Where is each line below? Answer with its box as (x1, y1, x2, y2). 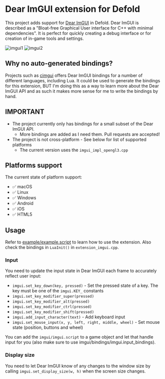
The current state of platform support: (5, 174, 82, 180)
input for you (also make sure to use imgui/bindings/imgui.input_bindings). (5, 339, 156, 345)
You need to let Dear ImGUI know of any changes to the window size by (5, 363, 151, 369)
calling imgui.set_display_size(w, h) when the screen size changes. (5, 368, 146, 374)
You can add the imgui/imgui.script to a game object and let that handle (5, 334, 154, 340)
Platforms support (5, 161, 63, 170)
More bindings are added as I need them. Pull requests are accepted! (19, 131, 160, 137)
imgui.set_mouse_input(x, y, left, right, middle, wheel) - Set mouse (12, 319, 160, 325)
